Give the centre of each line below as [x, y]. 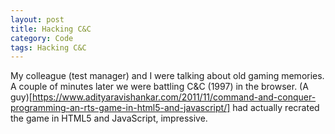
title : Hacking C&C [51, 29]
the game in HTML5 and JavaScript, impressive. [109, 118]
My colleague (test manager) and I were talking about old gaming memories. [167, 76]
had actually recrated [276, 108]
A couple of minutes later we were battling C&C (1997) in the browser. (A [159, 87]
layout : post [37, 19]
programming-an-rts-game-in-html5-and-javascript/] [120, 108]
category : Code [42, 38]
